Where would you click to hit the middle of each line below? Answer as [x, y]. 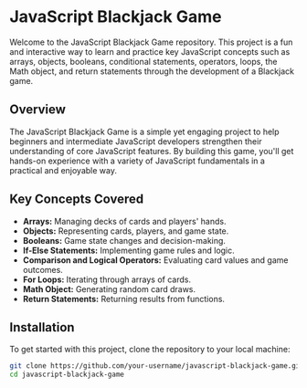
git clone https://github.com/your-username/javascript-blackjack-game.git [157, 366]
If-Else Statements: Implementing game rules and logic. [128, 250]
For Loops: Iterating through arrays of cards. [107, 279]
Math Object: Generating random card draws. [109, 288]
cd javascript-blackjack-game [67, 375]
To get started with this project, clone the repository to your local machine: [150, 350]
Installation [42, 327]
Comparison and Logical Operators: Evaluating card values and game [155, 260]
